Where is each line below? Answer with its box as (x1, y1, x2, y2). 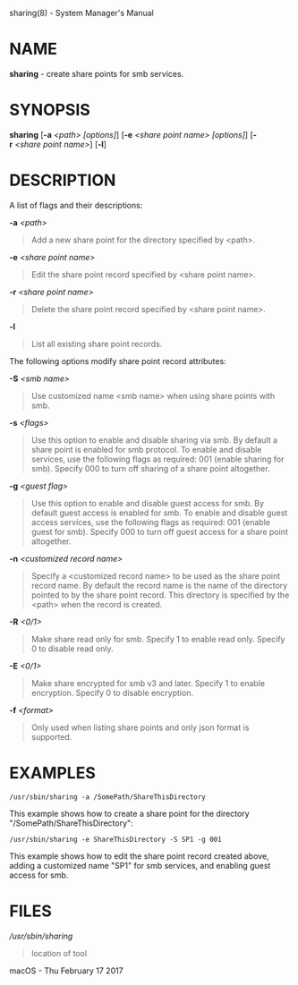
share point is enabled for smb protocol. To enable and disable (30, 444, 262, 454)
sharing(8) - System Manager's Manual (9, 8, 154, 18)
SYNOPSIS (9, 100, 91, 120)
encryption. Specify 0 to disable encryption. (30, 687, 194, 698)
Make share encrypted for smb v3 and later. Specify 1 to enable (30, 677, 266, 688)
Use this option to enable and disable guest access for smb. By (30, 497, 265, 508)
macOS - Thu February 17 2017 (9, 965, 123, 976)
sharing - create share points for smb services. (9, 68, 184, 79)
